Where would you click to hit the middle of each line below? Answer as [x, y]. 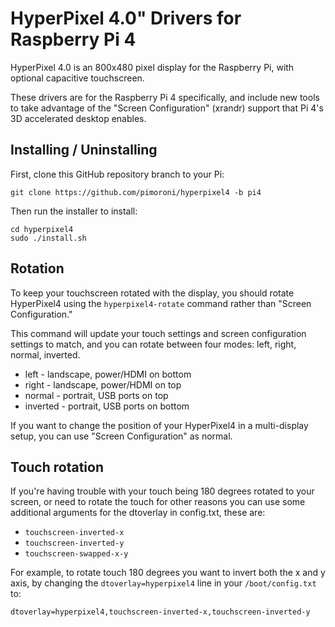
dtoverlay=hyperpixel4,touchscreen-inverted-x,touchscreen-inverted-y [160, 612]
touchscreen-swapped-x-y [76, 554]
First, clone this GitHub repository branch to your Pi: [117, 174]
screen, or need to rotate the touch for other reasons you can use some [158, 502]
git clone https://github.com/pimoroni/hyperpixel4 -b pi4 [136, 192]
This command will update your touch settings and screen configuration [158, 333]
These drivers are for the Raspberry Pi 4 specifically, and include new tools [165, 97]
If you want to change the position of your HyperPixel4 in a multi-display [159, 425]
